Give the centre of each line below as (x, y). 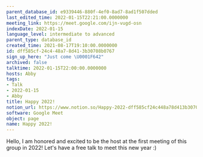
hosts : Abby (21, 74)
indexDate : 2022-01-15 (35, 29)
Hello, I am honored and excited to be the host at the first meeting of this (97, 141)
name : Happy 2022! (29, 124)
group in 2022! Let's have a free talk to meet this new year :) (82, 148)
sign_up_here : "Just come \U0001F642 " (55, 57)
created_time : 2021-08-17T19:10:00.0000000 (62, 46)
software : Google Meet (35, 113)
